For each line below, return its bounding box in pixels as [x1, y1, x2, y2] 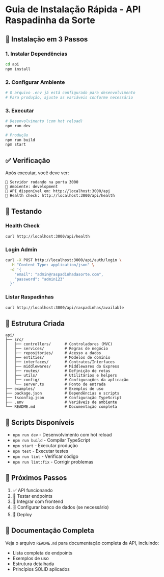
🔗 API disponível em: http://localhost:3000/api [5, 189, 111, 194]
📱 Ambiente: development [5, 184, 58, 190]
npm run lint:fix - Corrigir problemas [12, 459, 94, 465]
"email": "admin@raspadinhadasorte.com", [14, 272, 103, 277]
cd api [5, 61, 19, 67]
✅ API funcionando [12, 487, 53, 493]
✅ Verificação [5, 156, 50, 165]
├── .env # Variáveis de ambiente [5, 400, 117, 405]
